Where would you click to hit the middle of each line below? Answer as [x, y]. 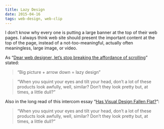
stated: [12, 63]
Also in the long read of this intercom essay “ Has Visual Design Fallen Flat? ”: [82, 102]
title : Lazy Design [25, 10]
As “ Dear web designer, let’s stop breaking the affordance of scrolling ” [76, 58]
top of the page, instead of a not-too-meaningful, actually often [69, 43]
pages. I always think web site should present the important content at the [80, 38]
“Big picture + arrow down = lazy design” [59, 72]
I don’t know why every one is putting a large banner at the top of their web [81, 33]
